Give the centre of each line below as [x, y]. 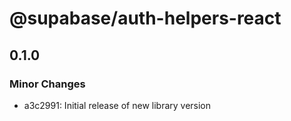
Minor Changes [47, 84]
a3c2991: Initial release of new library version [117, 105]
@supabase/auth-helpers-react [145, 18]
